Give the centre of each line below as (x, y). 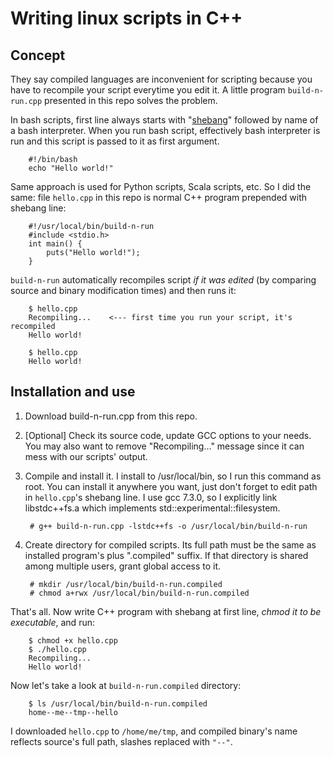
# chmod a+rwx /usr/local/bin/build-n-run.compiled (139, 593)
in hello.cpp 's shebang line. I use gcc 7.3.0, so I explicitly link (151, 497)
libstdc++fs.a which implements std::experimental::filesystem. (152, 508)
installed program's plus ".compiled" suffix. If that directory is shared (166, 555)
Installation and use (73, 392)
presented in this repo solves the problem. (131, 100)
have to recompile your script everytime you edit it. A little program (148, 90)
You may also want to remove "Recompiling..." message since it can (164, 446)
